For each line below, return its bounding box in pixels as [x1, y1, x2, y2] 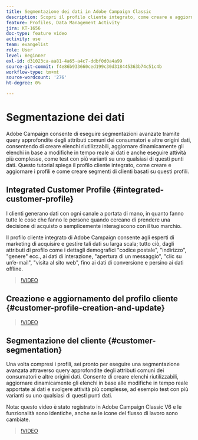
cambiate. [6, 416, 31, 423]
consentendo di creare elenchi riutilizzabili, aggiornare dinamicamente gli [6, 142, 184, 149]
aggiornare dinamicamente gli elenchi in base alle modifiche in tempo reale [6, 379, 189, 387]
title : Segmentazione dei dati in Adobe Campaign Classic [6, 8, 151, 15]
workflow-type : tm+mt [6, 69, 60, 75]
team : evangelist [6, 42, 49, 48]
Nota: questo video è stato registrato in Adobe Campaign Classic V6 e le [6, 403, 182, 410]
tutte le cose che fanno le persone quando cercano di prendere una [6, 216, 170, 223]
